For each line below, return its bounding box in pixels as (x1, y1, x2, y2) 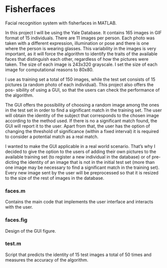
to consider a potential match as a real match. (5, 134, 99, 139)
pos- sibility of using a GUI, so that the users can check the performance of (5, 87, 160, 93)
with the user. (5, 204, 33, 210)
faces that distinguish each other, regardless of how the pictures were (5, 56, 149, 62)
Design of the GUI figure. (5, 228, 56, 234)
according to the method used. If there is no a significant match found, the (5, 118, 158, 124)
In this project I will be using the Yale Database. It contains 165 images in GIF (5, 29, 162, 35)
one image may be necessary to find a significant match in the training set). (5, 164, 160, 170)
